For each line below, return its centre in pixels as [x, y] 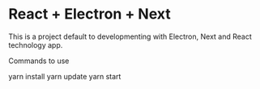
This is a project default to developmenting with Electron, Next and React [130, 36]
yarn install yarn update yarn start [65, 76]
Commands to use [39, 61]
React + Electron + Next [90, 14]
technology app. [36, 44]
